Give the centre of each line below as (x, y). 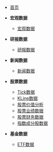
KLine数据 (27, 98)
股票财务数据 (30, 117)
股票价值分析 (30, 104)
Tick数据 (26, 92)
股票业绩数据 (30, 111)
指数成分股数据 (32, 123)
